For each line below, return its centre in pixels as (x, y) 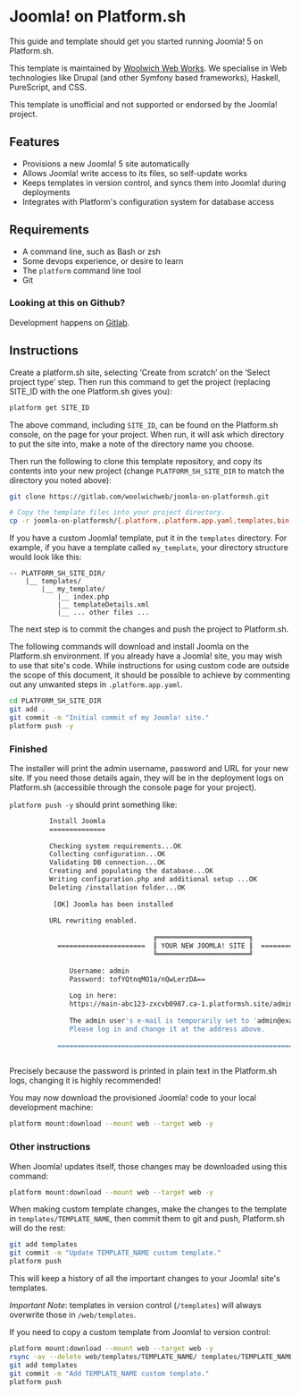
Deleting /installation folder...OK (117, 888)
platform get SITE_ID (50, 408)
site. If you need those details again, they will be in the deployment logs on (146, 778)
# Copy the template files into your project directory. (117, 513)
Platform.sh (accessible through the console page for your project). (133, 787)
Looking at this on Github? (67, 303)
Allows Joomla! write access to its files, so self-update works (135, 173)
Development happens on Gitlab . (70, 322)
